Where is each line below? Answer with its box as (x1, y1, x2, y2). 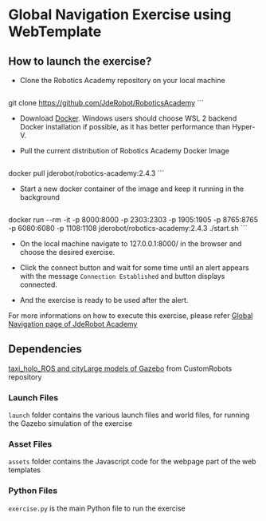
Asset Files (8, 439, 53, 450)
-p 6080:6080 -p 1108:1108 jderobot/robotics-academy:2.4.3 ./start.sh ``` (8, 224, 248, 233)
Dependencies (8, 342, 82, 356)
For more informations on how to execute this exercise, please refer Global (8, 311, 253, 320)
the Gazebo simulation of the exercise (8, 419, 133, 428)
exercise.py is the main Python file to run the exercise (8, 503, 186, 513)
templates (8, 465, 41, 475)
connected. (19, 280, 58, 289)
